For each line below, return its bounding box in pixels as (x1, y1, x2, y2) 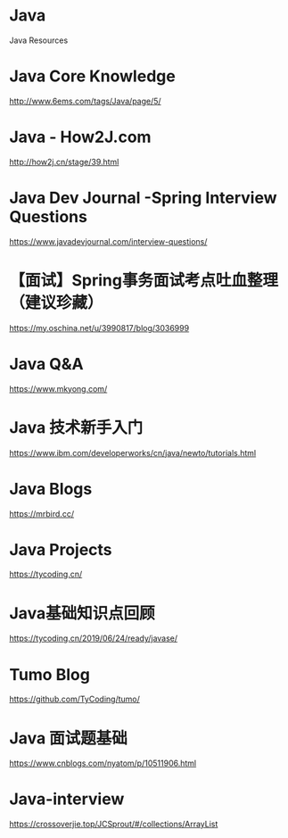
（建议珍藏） (9, 292, 104, 312)
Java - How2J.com (9, 127, 152, 147)
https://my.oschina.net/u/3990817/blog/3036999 (9, 322, 190, 333)
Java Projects (9, 539, 113, 560)
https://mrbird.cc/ (9, 508, 74, 519)
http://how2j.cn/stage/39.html (9, 156, 119, 167)
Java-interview (9, 789, 125, 809)
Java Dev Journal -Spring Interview (9, 188, 278, 208)
